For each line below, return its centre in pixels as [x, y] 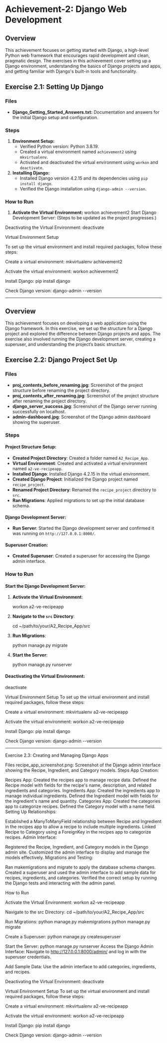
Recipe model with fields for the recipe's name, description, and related [78, 785]
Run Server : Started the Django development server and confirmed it [83, 528]
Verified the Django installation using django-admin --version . [83, 188]
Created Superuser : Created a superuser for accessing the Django [81, 556]
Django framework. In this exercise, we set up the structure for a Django [79, 329]
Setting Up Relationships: [31, 812]
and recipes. [18, 972]
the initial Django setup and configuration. [55, 117]
